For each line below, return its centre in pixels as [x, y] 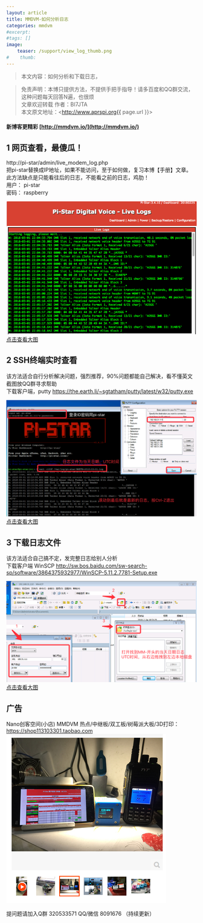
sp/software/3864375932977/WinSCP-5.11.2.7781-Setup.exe [82, 573]
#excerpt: [19, 32]
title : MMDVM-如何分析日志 [37, 19]
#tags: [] [19, 38]
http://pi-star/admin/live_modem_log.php [57, 163]
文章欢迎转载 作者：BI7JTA [54, 104]
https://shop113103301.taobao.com [50, 731]
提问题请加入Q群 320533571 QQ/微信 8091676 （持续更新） [81, 914]
